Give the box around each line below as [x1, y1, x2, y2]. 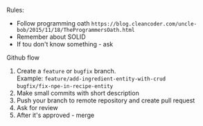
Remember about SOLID [16, 33, 86, 41]
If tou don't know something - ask [16, 40, 114, 48]
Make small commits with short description [16, 89, 139, 97]
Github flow [6, 53, 39, 62]
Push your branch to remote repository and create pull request [16, 96, 195, 105]
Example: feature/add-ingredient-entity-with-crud [16, 74, 166, 82]
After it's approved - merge [16, 111, 95, 119]
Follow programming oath [16, 19, 90, 27]
